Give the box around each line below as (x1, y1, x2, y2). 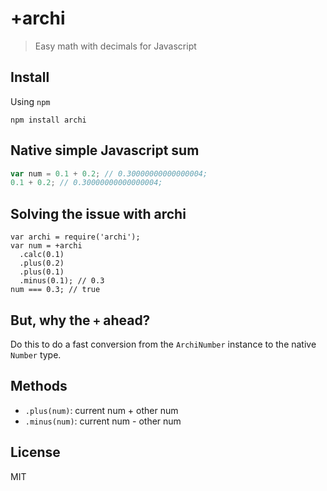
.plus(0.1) (19, 267, 65, 277)
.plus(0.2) (19, 258, 65, 269)
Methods (10, 378, 68, 395)
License (10, 444, 61, 461)
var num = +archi (10, 241, 83, 251)
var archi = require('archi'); (10, 232, 141, 242)
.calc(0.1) (19, 250, 65, 260)
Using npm (10, 95, 51, 107)
